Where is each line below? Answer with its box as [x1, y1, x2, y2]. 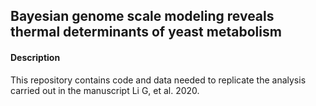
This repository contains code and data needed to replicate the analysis [10, 74, 307, 86]
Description [10, 51, 61, 63]
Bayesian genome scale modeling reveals [10, 8, 275, 25]
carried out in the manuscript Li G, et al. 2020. [10, 84, 200, 96]
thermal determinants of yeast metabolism [10, 24, 282, 41]
